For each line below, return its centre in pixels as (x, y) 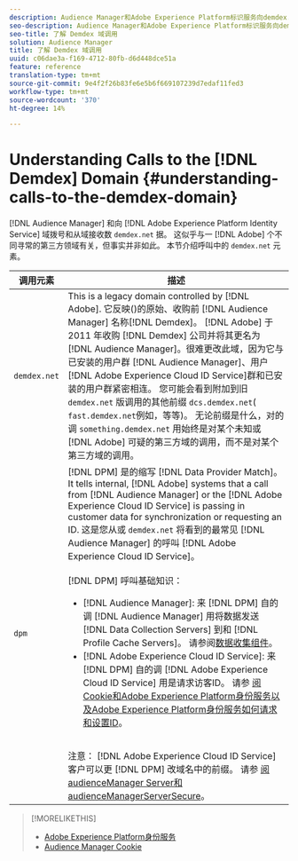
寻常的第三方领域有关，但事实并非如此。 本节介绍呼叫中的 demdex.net (144, 246)
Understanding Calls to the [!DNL (133, 160)
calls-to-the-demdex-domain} (123, 197)
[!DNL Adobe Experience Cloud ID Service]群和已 (171, 375)
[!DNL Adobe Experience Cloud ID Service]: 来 (180, 656)
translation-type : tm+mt (55, 75)
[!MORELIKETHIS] (63, 818)
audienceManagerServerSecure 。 (139, 796)
